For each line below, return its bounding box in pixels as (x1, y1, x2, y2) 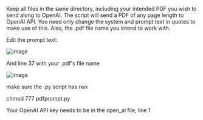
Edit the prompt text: (6, 36, 58, 43)
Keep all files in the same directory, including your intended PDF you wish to (6, 5, 197, 12)
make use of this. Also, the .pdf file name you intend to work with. (6, 24, 171, 32)
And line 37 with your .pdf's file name (6, 60, 100, 67)
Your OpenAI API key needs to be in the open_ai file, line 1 (6, 107, 151, 114)
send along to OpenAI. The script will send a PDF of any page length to (6, 12, 184, 19)
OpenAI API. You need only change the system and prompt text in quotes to (6, 18, 196, 25)
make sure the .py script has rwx (6, 83, 88, 90)
